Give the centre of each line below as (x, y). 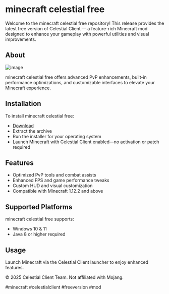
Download (23, 126)
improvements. (21, 39)
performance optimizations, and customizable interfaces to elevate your (80, 82)
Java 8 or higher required (39, 234)
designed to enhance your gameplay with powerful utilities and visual (77, 34)
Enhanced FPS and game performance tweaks (61, 181)
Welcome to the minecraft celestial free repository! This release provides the (85, 23)
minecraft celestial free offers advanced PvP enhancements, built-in (76, 77)
